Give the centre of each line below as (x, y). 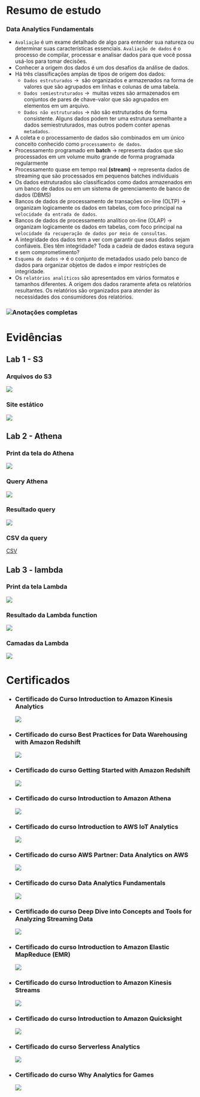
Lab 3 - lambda (35, 570)
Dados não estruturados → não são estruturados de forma (96, 112)
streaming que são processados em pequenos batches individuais (97, 176)
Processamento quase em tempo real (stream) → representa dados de (102, 170)
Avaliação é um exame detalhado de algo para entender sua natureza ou (104, 42)
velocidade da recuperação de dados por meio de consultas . (91, 233)
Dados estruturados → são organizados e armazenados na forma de (108, 80)
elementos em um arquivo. (57, 106)
